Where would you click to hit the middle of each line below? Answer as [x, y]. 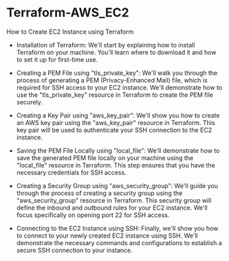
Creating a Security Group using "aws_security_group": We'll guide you [117, 185]
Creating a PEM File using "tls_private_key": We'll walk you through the [117, 73]
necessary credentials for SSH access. [71, 172]
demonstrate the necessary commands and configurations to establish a [119, 242]
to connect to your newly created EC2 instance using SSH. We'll [107, 236]
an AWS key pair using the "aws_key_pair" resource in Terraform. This [116, 122]
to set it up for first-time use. [57, 59]
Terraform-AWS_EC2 [68, 13]
